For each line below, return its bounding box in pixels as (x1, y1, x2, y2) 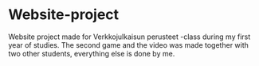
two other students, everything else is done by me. (8, 49, 175, 58)
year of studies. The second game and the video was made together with (8, 40, 249, 49)
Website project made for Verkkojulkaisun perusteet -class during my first (8, 32, 251, 41)
